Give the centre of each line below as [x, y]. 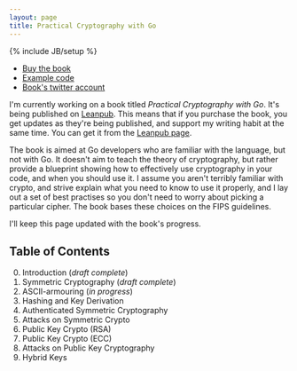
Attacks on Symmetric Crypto [76, 320]
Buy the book [47, 68]
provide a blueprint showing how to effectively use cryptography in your [141, 169]
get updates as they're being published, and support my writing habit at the [147, 123]
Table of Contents [60, 251]
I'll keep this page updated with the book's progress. [105, 224]
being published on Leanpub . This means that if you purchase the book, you [148, 114]
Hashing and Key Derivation [73, 301]
